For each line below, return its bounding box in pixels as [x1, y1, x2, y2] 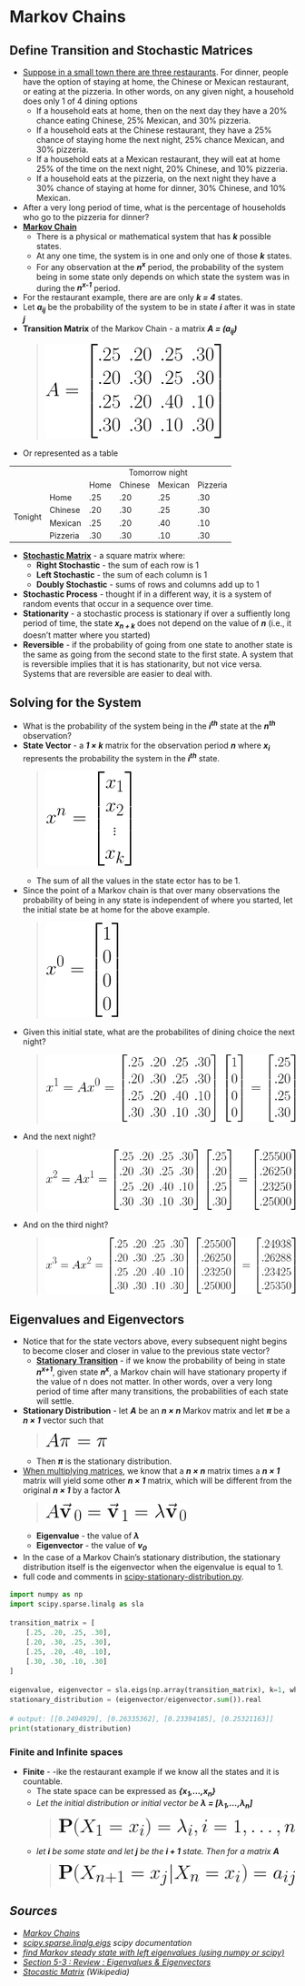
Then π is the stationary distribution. [35, 1456, 172, 1467]
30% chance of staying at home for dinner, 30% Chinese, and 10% [35, 183, 287, 193]
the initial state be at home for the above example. [22, 904, 211, 915]
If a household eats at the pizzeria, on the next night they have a [35, 173, 277, 184]
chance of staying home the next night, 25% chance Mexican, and [35, 135, 285, 145]
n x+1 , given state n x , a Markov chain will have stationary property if [35, 1365, 288, 1377]
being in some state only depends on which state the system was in [35, 271, 290, 282]
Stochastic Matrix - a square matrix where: [22, 550, 186, 561]
